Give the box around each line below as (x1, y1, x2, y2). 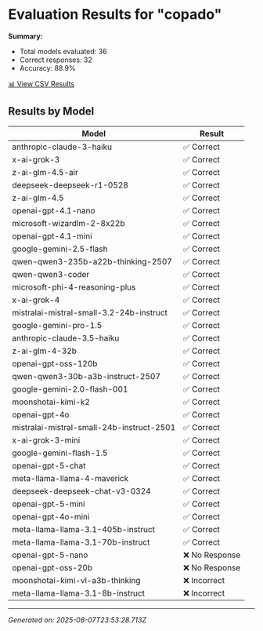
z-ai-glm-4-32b (12, 345, 77, 356)
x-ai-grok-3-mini (12, 434, 81, 445)
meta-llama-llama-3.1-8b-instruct (12, 587, 146, 598)
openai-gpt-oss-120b (12, 358, 98, 369)
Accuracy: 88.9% (19, 63, 76, 72)
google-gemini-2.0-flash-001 (12, 383, 128, 394)
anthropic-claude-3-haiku (12, 141, 112, 152)
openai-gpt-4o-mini (12, 511, 90, 522)
